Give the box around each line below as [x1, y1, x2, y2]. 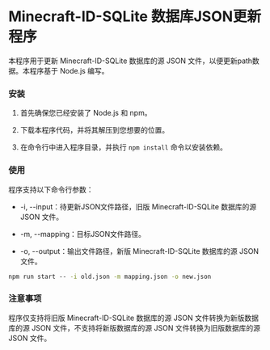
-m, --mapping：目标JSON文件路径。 [19, 229, 146, 238]
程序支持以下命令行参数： [8, 184, 94, 194]
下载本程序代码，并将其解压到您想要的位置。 [19, 125, 170, 135]
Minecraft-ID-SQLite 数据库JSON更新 [8, 7, 262, 26]
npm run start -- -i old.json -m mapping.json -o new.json [8, 272, 212, 280]
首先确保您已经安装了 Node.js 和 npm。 [19, 108, 152, 118]
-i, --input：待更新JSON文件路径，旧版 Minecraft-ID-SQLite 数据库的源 [19, 201, 257, 211]
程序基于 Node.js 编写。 [29, 65, 109, 75]
